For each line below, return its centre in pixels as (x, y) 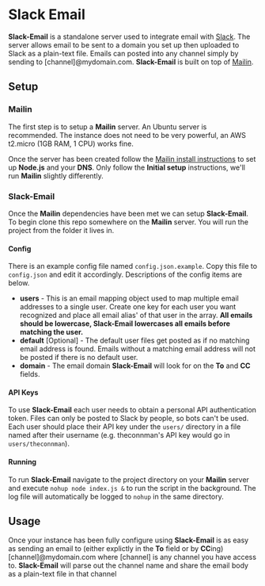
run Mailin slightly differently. (56, 175)
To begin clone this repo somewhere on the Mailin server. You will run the (129, 222)
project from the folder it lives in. (61, 230)
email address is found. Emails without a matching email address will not (137, 349)
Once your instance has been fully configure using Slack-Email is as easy (129, 540)
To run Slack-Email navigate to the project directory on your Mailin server (129, 479)
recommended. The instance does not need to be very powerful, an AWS (127, 135)
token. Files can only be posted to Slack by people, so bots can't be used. (129, 419)
